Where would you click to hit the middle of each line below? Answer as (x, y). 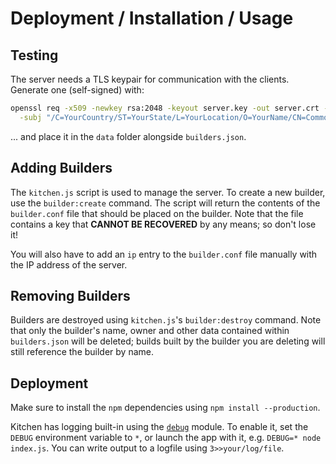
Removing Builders (70, 295)
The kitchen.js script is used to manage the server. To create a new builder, (168, 192)
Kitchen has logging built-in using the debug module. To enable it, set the (159, 427)
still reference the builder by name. (82, 352)
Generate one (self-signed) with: (77, 90)
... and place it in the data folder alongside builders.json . (128, 136)
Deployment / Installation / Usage (152, 18)
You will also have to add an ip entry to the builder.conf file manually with (164, 254)
